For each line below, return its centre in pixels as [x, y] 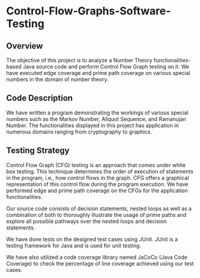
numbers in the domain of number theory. [57, 79]
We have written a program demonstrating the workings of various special [97, 113]
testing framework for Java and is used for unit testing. [74, 245]
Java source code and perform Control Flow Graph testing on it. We [106, 67]
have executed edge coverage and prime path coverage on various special [98, 73]
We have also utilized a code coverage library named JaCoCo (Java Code [97, 257]
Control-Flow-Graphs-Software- [89, 11]
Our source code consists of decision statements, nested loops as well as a [99, 208]
